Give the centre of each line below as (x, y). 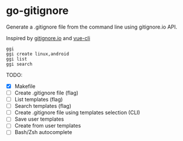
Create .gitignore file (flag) (46, 93)
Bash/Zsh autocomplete (43, 132)
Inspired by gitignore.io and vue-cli (48, 38)
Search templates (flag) (43, 106)
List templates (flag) (39, 100)
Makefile (25, 86)
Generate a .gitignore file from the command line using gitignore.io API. (91, 27)
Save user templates (39, 119)
